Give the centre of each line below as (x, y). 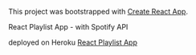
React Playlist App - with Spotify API (68, 27)
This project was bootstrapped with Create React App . (98, 12)
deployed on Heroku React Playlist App (73, 42)
